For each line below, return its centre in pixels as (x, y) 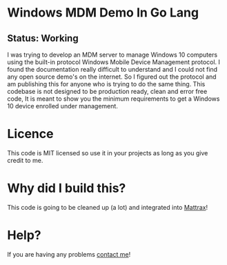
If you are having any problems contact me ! (69, 254)
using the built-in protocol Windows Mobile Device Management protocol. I (114, 62)
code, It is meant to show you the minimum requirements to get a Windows (113, 99)
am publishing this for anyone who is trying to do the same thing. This (106, 84)
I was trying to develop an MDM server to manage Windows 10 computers (112, 55)
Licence (30, 134)
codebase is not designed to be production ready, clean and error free (107, 91)
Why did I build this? (67, 188)
